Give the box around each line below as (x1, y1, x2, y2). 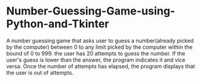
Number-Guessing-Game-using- (6, 4, 176, 18)
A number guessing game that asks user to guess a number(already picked (6, 37, 194, 44)
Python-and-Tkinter (6, 17, 110, 31)
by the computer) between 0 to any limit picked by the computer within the (6, 43, 193, 51)
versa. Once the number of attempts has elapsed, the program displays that (6, 62, 196, 70)
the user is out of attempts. (6, 69, 74, 76)
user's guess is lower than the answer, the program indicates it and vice (6, 56, 186, 63)
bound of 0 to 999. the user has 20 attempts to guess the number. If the (6, 49, 186, 57)
